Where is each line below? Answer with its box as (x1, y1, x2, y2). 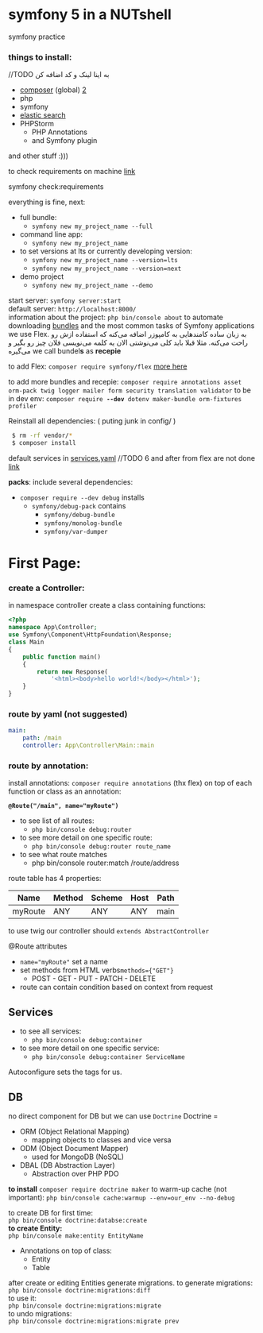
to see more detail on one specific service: (19, 1043, 160, 1053)
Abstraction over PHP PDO (31, 1169, 119, 1178)
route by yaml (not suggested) (8, 709, 128, 720)
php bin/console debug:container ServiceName (31, 1053, 185, 1061)
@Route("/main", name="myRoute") (8, 802, 119, 810)
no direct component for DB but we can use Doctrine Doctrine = (8, 1111, 219, 1121)
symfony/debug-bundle (43, 511, 115, 519)
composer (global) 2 (19, 85, 87, 95)
